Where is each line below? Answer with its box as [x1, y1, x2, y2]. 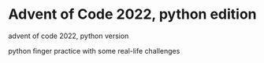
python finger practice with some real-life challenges [8, 46, 180, 55]
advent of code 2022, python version [8, 31, 129, 40]
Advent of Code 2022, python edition [8, 5, 258, 23]
